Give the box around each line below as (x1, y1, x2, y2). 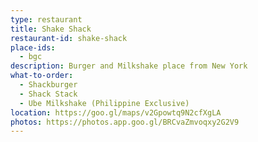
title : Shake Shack (10, 24, 92, 34)
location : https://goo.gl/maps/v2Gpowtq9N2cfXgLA (10, 107, 222, 118)
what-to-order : (10, 71, 74, 81)
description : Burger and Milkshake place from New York (10, 61, 248, 71)
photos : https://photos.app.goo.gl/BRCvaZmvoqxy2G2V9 (10, 117, 240, 127)
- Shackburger (19, 80, 78, 90)
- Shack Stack (19, 89, 78, 99)
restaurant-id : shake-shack (10, 33, 128, 43)
